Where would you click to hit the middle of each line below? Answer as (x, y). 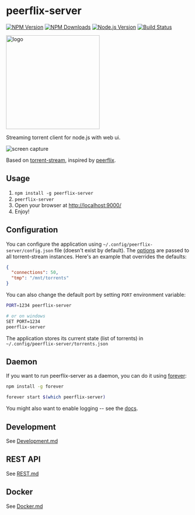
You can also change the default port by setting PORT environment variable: (96, 295)
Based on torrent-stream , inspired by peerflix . (61, 160)
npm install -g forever (35, 387)
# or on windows (26, 316)
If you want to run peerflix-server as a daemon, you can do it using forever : (96, 376)
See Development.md (32, 441)
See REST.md (22, 473)
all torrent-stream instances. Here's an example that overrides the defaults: (96, 256)
